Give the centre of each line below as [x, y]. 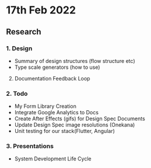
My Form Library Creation [45, 106]
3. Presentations [30, 146]
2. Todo [17, 93]
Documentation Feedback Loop [52, 78]
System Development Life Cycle [53, 159]
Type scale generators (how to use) [57, 67]
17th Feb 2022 [41, 10]
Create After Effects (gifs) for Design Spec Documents [80, 119]
